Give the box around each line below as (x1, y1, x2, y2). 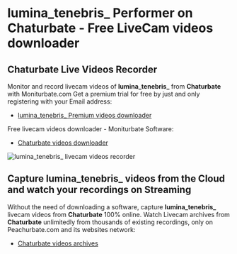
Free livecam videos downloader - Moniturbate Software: (7, 125, 174, 133)
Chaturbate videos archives (17, 239, 99, 248)
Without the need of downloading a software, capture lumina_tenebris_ (7, 202, 216, 211)
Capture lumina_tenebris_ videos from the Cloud (7, 172, 225, 185)
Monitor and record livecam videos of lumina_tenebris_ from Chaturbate (7, 82, 221, 90)
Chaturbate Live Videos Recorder (7, 63, 158, 75)
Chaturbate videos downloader (17, 138, 108, 147)
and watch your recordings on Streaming (7, 184, 192, 196)
